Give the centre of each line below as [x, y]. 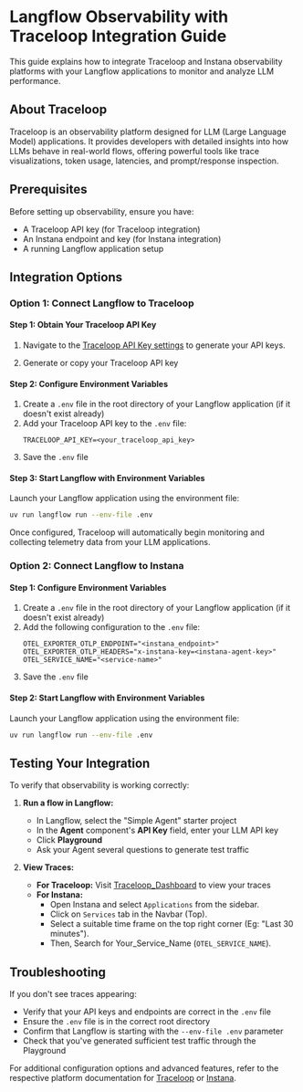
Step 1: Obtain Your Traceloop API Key [83, 325]
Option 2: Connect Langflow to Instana [97, 566]
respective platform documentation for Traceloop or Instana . [123, 1078]
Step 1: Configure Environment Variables [88, 587]
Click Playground [69, 840]
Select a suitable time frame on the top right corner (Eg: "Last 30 [172, 924]
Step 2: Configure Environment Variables [89, 383]
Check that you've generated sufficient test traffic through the [139, 1041]
